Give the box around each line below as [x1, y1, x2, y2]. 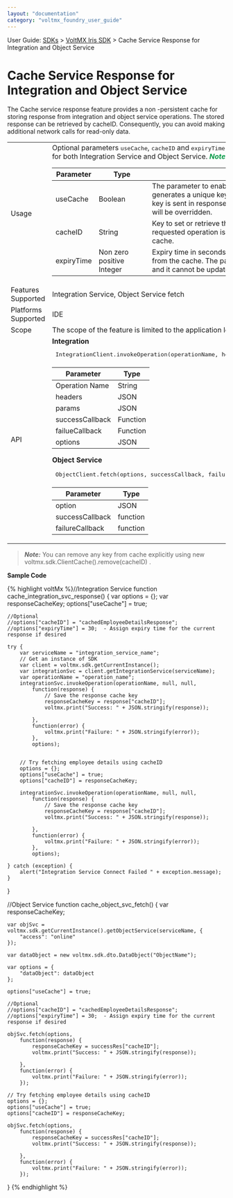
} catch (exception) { [7, 863, 73, 870]
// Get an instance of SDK [19, 655, 98, 663]
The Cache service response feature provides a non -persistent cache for [7, 105, 218, 113]
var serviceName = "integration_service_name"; [19, 650, 159, 657]
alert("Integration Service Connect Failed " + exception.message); [19, 869, 222, 876]
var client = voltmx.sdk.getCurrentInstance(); [19, 662, 159, 669]
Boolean [98, 194, 126, 204]
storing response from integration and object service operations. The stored [7, 113, 225, 121]
